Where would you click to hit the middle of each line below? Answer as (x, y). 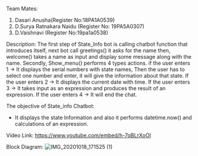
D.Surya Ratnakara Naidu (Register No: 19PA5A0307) (79, 26)
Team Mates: (22, 9)
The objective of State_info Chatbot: (51, 106)
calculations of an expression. (51, 124)
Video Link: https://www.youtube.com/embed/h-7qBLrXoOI (79, 135)
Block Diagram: (25, 147)
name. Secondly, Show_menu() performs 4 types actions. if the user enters (98, 63)
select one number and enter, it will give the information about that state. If (98, 76)
